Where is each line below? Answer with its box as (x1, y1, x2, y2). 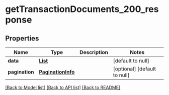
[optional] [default (113, 65, 156, 72)
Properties (5, 34, 39, 42)
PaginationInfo (39, 68, 75, 75)
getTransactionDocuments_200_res (5, 3, 159, 15)
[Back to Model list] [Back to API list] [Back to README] (5, 84, 121, 90)
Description (79, 49, 109, 55)
